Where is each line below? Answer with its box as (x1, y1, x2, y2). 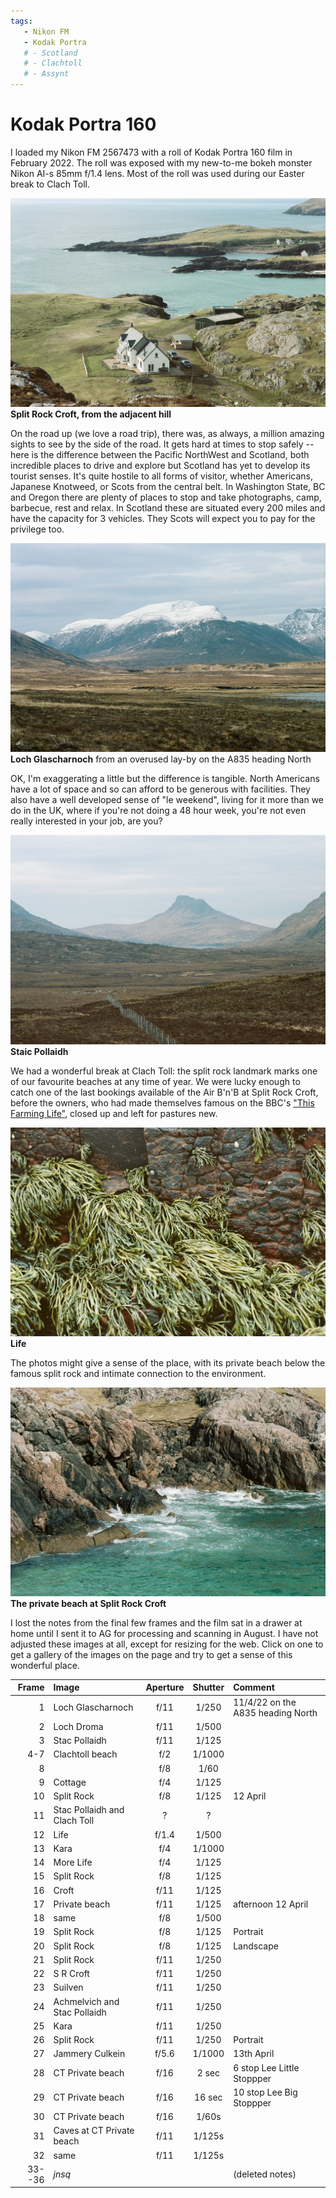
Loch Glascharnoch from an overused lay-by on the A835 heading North (10, 753, 312, 765)
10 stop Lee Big (233, 2086, 298, 2098)
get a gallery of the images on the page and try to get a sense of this (10, 1648, 293, 1660)
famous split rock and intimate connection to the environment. (10, 1367, 267, 1379)
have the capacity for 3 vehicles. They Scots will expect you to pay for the (10, 513, 316, 525)
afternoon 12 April (233, 1898, 309, 1910)
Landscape (233, 1940, 279, 1952)
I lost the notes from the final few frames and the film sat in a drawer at (10, 1616, 303, 1629)
